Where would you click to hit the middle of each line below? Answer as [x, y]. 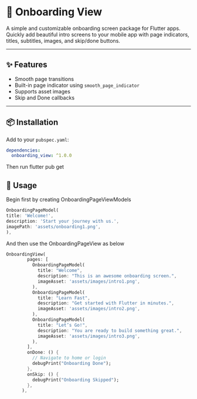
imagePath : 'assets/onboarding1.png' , [53, 227]
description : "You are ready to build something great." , [110, 331]
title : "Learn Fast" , [64, 298]
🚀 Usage [21, 185]
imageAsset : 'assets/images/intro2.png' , [89, 309]
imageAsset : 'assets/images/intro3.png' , [89, 336]
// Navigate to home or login [69, 358]
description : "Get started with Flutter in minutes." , [106, 303]
